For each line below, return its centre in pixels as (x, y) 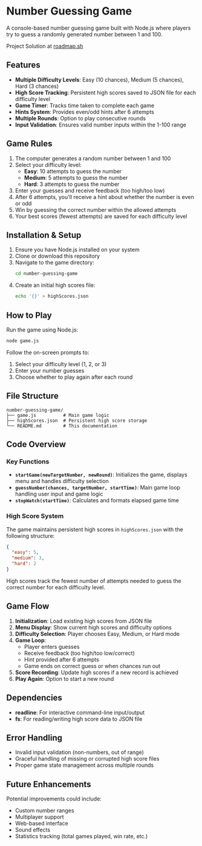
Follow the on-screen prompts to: (48, 352)
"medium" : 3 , (28, 558)
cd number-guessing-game (46, 274)
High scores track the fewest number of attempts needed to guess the (94, 581)
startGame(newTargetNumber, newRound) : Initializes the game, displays (101, 475)
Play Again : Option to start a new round (64, 678)
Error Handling (34, 738)
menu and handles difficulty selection (62, 481)
